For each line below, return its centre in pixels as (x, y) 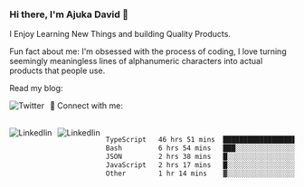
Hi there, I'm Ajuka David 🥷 (69, 14)
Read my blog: (36, 89)
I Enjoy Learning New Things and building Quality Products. (120, 34)
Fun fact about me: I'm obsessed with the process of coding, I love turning (148, 51)
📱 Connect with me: (86, 106)
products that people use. (57, 70)
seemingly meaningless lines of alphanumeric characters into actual (136, 61)
